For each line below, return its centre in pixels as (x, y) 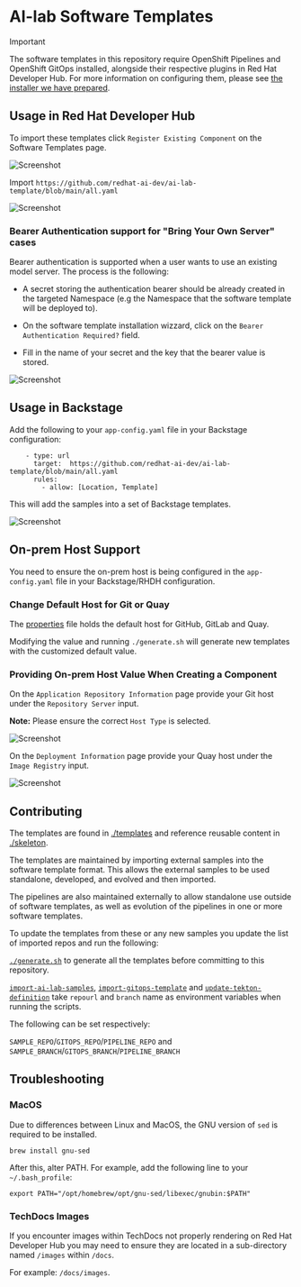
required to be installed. (53, 1134)
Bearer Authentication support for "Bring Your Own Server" (142, 231)
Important (27, 41)
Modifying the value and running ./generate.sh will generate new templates (150, 641)
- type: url (48, 456)
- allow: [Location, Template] (100, 487)
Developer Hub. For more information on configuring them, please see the (146, 78)
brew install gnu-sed (50, 1151)
